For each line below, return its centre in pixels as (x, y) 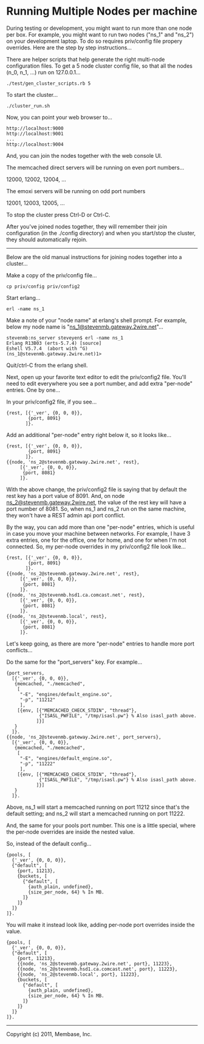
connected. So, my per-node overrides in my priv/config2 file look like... (96, 546)
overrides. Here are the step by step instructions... (69, 48)
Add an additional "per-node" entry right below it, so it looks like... (89, 435)
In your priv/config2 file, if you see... (52, 402)
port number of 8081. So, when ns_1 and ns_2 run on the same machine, (96, 509)
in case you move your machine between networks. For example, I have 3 (98, 533)
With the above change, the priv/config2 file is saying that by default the (97, 489)
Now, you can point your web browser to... (59, 117)
